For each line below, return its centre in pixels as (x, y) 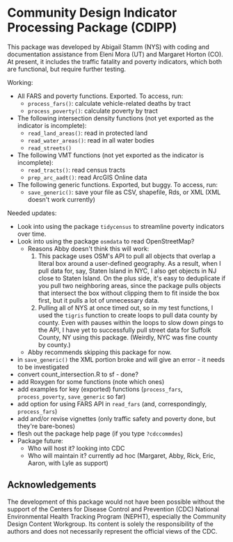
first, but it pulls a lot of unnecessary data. (99, 300)
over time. (32, 234)
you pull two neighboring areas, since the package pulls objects (129, 285)
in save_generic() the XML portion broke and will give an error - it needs (121, 359)
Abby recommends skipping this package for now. (99, 352)
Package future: (40, 440)
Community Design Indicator (92, 13)
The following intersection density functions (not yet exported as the (115, 118)
